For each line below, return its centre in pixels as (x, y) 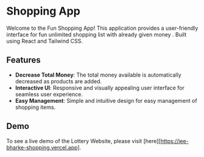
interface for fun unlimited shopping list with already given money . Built (97, 34)
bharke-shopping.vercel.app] (43, 147)
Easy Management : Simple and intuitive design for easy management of (106, 100)
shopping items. (35, 107)
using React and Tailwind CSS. (45, 41)
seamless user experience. (49, 94)
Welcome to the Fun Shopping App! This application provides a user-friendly (102, 28)
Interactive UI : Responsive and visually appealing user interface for (100, 88)
